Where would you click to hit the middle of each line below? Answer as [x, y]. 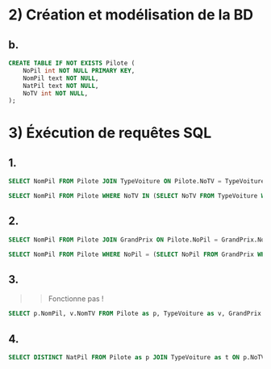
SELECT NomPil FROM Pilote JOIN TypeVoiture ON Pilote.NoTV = [115, 182]
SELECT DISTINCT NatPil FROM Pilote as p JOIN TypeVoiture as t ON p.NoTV [137, 358]
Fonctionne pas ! [76, 299]
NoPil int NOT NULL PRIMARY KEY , [79, 70]
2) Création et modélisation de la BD [131, 15]
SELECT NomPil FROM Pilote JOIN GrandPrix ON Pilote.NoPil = [113, 240]
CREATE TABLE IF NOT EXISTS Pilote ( [72, 63]
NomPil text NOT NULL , [61, 78]
